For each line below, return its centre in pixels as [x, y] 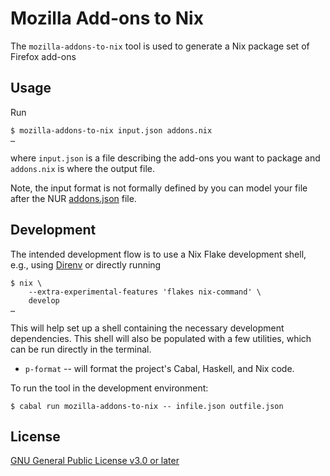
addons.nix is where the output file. [83, 168]
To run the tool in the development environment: [109, 388]
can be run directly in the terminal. [81, 349]
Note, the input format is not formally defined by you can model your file [159, 188]
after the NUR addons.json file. [73, 198]
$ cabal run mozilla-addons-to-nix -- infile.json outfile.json [147, 406]
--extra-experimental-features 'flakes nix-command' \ [145, 292]
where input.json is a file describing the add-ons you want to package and [165, 158]
